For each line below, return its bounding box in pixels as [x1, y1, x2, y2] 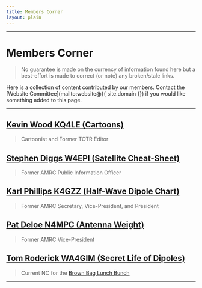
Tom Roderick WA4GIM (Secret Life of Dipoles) [6, 253, 185, 263]
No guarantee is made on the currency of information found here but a [20, 66, 195, 73]
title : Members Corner [6, 8, 63, 15]
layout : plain [6, 14, 42, 20]
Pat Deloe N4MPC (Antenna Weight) [6, 220, 144, 230]
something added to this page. [6, 97, 82, 104]
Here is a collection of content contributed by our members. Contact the [6, 84, 185, 91]
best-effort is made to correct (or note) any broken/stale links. [20, 72, 175, 79]
